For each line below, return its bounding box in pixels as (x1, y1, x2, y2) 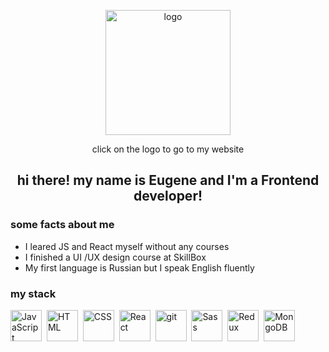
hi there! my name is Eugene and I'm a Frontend (16, 172, 320, 189)
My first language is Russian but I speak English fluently (24, 261, 255, 274)
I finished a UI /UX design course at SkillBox (24, 251, 207, 263)
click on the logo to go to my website (91, 143, 245, 155)
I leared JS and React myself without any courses (24, 240, 230, 252)
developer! (133, 188, 203, 205)
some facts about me (10, 218, 115, 232)
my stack (10, 286, 57, 300)
